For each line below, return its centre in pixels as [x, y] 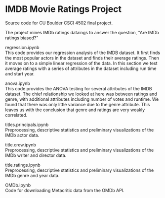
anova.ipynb [18, 83]
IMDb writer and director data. [36, 155]
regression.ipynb [22, 47]
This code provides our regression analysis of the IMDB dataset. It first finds [83, 53]
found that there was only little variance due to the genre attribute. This [78, 104]
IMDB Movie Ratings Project [63, 9]
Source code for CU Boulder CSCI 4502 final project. [59, 23]
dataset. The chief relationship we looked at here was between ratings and [81, 94]
